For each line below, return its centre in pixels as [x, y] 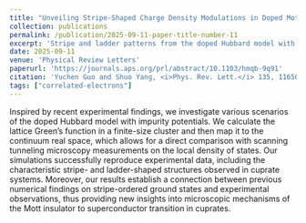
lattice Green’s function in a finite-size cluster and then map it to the [137, 131]
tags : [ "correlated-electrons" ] [71, 86]
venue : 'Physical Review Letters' [75, 60]
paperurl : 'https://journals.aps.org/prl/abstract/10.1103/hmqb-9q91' [146, 69]
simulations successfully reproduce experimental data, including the [138, 159]
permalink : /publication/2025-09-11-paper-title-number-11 [124, 35]
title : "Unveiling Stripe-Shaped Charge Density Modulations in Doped [146, 18]
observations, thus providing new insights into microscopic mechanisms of [150, 198]
